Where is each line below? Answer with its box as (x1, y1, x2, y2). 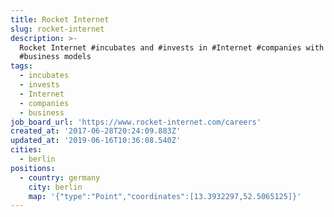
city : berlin (28, 182, 83, 192)
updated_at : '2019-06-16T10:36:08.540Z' (10, 136, 182, 146)
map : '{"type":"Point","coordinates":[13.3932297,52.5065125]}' (28, 191, 302, 201)
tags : (10, 61, 33, 71)
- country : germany (19, 172, 101, 183)
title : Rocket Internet (10, 14, 110, 25)
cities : (10, 145, 43, 155)
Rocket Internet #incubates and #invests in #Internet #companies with (19, 42, 325, 53)
